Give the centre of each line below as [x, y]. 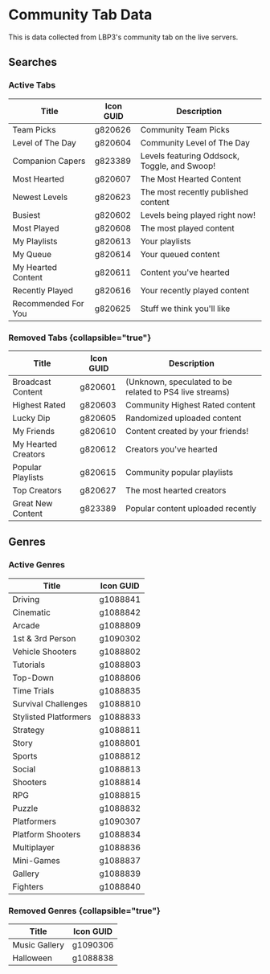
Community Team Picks [185, 129]
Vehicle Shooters [45, 651]
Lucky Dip [31, 418]
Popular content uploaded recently [191, 508]
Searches [33, 62]
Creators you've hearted [172, 449]
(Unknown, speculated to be [179, 382]
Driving [26, 599]
